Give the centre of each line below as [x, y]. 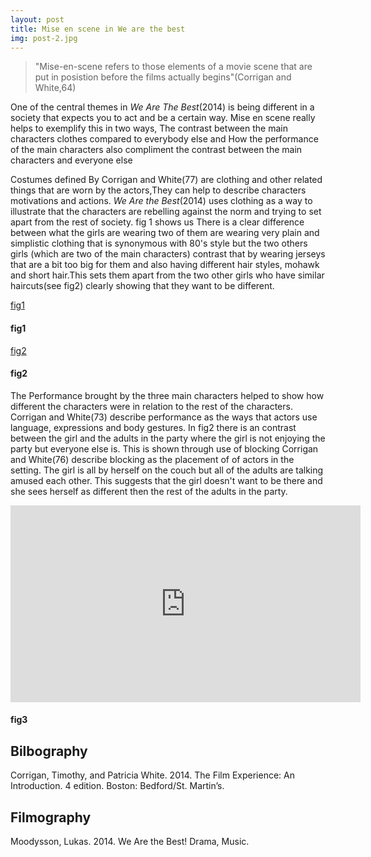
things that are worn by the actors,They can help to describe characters [158, 190]
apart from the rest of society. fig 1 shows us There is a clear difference [157, 222]
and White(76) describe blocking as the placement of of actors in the [152, 459]
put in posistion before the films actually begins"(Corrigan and [163, 77]
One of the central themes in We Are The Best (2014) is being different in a [162, 107]
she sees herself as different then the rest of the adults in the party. [149, 491]
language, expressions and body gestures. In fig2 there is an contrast [153, 427]
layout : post [37, 19]
